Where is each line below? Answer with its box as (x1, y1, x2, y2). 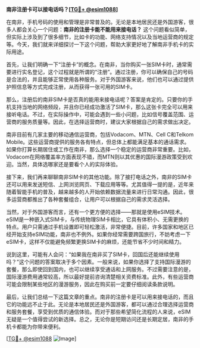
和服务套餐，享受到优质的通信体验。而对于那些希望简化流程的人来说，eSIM (6, 308, 191, 315)
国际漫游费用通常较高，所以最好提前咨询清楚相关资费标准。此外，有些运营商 (6, 274, 194, 280)
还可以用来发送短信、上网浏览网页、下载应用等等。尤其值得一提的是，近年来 (6, 181, 194, 188)
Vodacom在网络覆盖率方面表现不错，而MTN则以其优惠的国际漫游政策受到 (6, 153, 187, 160)
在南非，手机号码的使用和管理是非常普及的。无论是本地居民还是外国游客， (6, 18, 189, 26)
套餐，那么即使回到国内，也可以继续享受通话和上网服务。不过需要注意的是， (6, 266, 194, 273)
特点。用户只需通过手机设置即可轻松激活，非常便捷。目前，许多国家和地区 (6, 223, 189, 230)
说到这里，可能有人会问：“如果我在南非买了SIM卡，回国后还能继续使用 (6, 251, 180, 258)
